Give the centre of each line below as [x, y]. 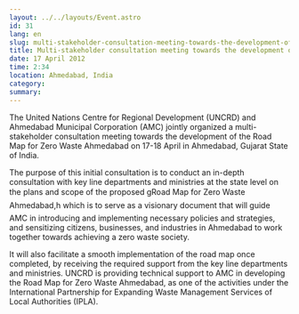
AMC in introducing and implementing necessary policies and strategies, [142, 218]
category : [28, 84]
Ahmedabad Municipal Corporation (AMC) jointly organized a [121, 126]
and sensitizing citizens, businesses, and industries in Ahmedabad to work [146, 227]
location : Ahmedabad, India [61, 76]
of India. [24, 155]
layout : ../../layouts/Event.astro [75, 17]
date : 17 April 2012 [48, 59]
